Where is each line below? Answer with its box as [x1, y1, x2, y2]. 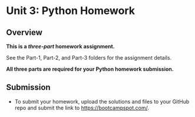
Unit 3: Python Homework [6, 4, 135, 18]
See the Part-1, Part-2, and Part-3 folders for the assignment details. [6, 54, 172, 61]
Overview [6, 27, 43, 37]
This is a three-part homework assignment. [6, 43, 115, 50]
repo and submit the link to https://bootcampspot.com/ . [14, 104, 149, 111]
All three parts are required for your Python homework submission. [6, 66, 174, 73]
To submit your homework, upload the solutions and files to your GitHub [14, 98, 190, 105]
